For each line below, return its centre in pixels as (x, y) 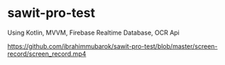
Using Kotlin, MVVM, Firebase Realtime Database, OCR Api (93, 32)
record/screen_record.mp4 (47, 54)
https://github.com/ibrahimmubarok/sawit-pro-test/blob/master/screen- (112, 46)
